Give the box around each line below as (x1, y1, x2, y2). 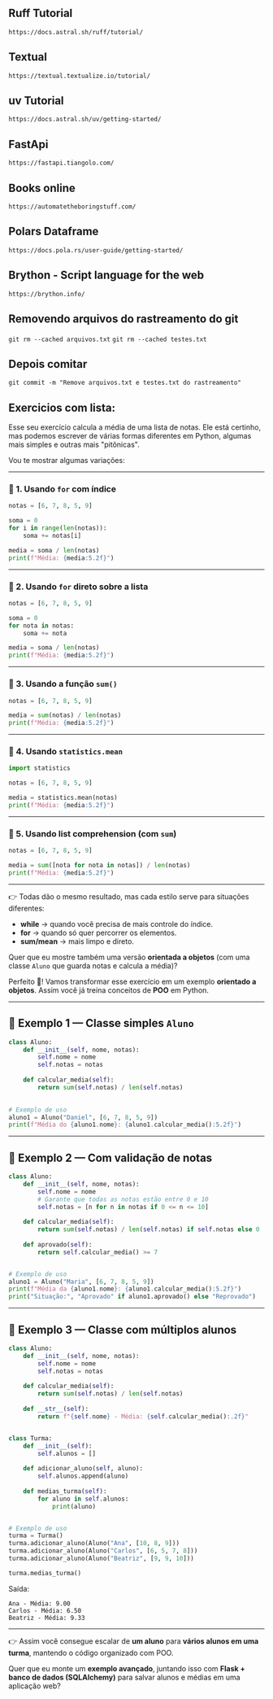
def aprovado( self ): (23, 1240, 93, 1248)
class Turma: (8, 1434, 53, 1443)
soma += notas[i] (23, 532, 82, 540)
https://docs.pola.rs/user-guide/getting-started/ (8, 246, 184, 255)
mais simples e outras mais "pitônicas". (8, 439, 140, 450)
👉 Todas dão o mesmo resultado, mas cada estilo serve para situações (8, 891, 249, 902)
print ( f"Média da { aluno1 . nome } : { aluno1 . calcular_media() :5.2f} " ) (8, 1285, 242, 1293)
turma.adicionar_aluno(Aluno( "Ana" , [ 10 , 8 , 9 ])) (8, 1540, 180, 1548)
